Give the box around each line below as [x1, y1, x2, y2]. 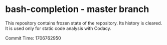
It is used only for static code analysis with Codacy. [5, 25, 111, 31]
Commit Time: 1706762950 [5, 35, 61, 41]
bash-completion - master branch [5, 3, 149, 15]
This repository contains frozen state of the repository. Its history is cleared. [5, 20, 162, 26]
